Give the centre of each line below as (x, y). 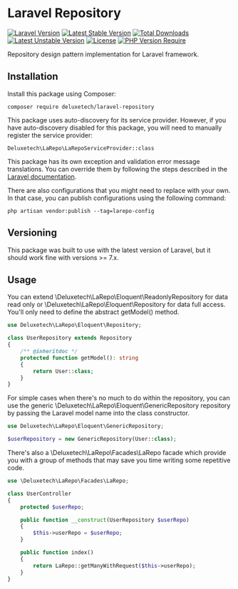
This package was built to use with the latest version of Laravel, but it (109, 250)
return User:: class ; (63, 371)
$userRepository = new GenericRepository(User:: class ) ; (92, 439)
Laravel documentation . (42, 177)
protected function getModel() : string (79, 358)
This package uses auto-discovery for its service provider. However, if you (117, 120)
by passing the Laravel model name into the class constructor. (99, 413)
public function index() (57, 553)
